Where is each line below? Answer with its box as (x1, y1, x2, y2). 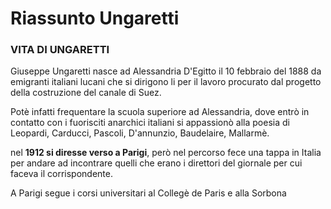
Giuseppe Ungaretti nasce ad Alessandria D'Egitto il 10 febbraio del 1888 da (10, 65, 322, 77)
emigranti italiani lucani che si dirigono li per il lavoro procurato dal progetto (10, 76, 322, 88)
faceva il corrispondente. (10, 168, 113, 180)
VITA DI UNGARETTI (10, 43, 110, 57)
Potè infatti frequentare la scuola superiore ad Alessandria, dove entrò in (10, 106, 310, 118)
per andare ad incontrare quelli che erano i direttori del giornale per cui (10, 157, 303, 169)
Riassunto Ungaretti (10, 7, 180, 30)
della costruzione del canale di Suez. (10, 87, 162, 99)
